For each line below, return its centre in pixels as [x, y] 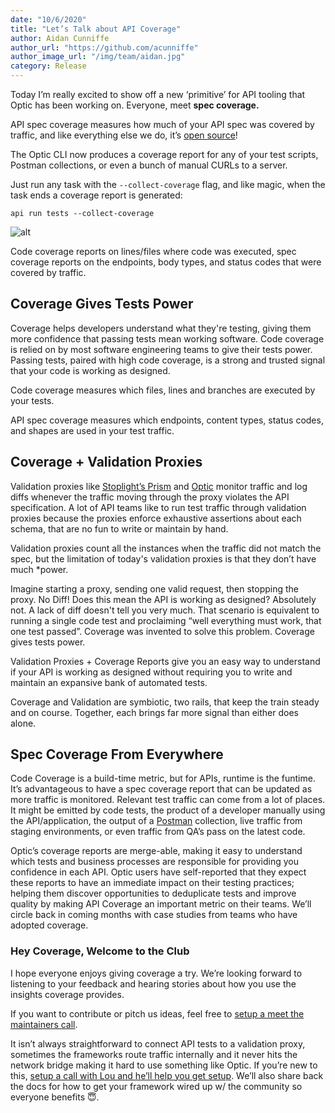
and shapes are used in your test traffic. [92, 430]
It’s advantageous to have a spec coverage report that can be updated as [161, 789]
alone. [23, 723]
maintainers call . [44, 1024]
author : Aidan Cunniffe [60, 38]
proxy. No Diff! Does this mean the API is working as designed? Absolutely [163, 599]
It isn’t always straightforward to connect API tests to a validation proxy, [158, 1043]
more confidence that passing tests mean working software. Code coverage [167, 338]
